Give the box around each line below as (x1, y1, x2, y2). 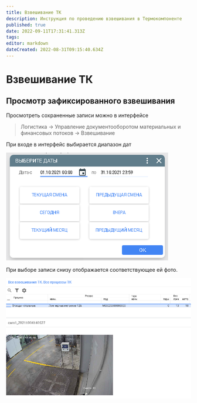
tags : (6, 34, 19, 41)
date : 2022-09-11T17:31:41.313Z (6, 28, 85, 34)
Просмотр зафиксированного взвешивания (6, 96, 175, 106)
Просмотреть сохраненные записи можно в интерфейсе (6, 112, 148, 119)
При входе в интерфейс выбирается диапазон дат (6, 141, 132, 148)
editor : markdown (6, 41, 49, 46)
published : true (6, 22, 46, 28)
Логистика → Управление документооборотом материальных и (20, 123, 181, 130)
